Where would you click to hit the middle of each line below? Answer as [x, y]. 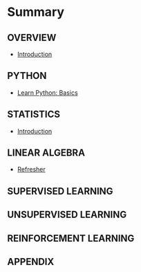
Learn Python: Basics [47, 92]
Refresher [31, 170]
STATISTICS [34, 115]
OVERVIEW [32, 38]
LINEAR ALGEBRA [46, 153]
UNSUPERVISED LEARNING [67, 215]
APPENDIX [31, 262]
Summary [36, 12]
